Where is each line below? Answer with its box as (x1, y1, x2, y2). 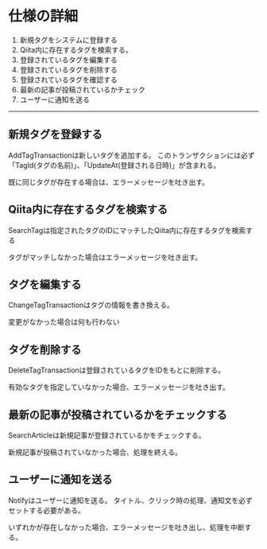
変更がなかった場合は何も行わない (8, 317, 120, 327)
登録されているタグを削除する (19, 64, 118, 74)
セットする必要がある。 (8, 505, 85, 515)
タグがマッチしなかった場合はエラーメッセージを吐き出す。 (8, 252, 203, 262)
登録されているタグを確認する (19, 75, 118, 84)
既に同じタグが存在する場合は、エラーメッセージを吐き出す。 (8, 177, 209, 187)
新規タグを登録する (8, 128, 103, 142)
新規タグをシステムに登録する (19, 35, 118, 45)
